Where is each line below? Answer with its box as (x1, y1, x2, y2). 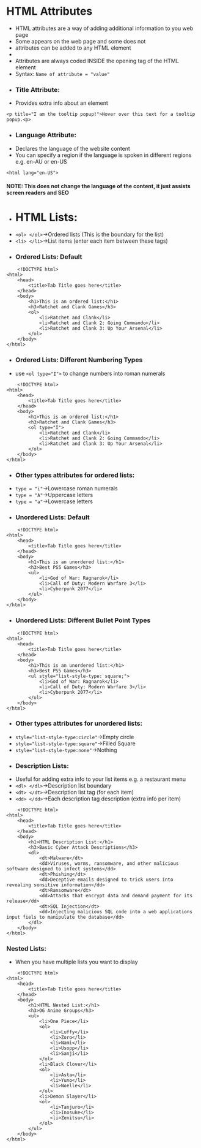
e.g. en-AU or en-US (15, 158, 67, 165)
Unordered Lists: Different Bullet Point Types (15, 616, 151, 625)
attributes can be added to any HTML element (15, 44, 131, 51)
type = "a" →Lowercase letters (15, 498, 93, 505)
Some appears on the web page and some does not (15, 37, 146, 45)
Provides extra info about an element (15, 99, 109, 107)
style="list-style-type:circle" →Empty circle (15, 733, 134, 740)
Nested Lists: (6, 945, 47, 953)
